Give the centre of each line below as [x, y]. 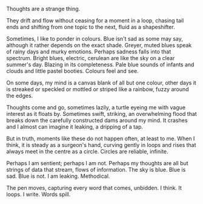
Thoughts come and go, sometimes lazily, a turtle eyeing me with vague [96, 107]
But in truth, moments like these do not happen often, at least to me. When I [101, 138]
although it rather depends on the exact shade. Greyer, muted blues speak [99, 45]
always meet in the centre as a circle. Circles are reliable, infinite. [87, 151]
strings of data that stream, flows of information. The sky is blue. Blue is [96, 170]
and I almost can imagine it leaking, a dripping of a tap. [75, 127]
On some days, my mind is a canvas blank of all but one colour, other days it [101, 83]
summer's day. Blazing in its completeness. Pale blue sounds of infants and [100, 64]
